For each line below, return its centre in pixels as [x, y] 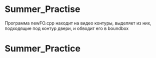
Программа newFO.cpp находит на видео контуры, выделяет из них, [78, 23]
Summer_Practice [43, 49]
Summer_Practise [42, 9]
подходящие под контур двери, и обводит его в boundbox [67, 28]
